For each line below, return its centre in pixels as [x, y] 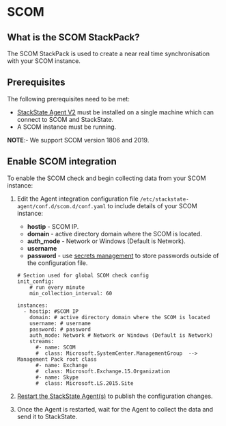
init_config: [36, 281]
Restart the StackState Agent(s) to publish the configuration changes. [115, 396]
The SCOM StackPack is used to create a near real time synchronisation [109, 53]
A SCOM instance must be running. [67, 127]
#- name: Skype [57, 377]
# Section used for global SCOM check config [83, 275]
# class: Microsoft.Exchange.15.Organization [103, 371]
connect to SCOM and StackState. [65, 119]
